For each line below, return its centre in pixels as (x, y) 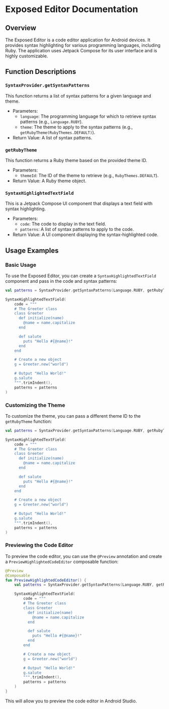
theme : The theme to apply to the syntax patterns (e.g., (76, 127)
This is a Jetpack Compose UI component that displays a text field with (79, 204)
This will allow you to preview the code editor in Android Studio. (71, 701)
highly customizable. (27, 56)
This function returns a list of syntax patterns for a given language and (78, 96)
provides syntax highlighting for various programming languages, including (83, 45)
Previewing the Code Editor (39, 545)
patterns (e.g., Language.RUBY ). (51, 121)
